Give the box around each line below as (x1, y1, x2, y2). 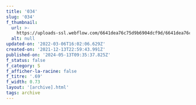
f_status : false (6, 57, 45, 63)
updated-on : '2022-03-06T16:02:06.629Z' (6, 41, 106, 47)
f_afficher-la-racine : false (6, 68, 77, 74)
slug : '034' (6, 14, 35, 20)
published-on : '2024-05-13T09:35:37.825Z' (6, 52, 111, 58)
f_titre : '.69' (6, 73, 43, 79)
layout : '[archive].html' (6, 85, 69, 90)
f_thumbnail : (6, 19, 38, 25)
